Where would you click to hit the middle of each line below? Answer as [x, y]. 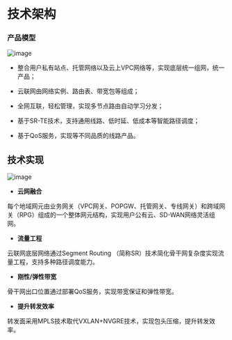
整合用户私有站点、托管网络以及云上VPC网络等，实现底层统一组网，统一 [121, 68]
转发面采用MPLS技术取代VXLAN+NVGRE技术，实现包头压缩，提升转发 [108, 321]
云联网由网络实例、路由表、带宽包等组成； [78, 91]
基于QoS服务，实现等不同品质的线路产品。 [78, 136]
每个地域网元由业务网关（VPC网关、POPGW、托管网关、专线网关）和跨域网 [116, 206]
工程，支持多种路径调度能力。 [56, 262]
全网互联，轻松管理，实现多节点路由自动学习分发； [90, 106]
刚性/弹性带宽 [37, 277]
